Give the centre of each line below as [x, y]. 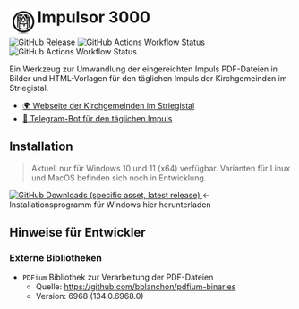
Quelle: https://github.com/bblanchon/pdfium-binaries [136, 287]
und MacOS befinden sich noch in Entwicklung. [119, 178]
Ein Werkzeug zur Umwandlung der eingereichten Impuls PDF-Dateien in [143, 69]
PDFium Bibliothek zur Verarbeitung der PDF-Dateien [118, 277]
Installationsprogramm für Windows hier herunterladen [111, 205]
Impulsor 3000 [94, 17]
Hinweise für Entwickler [77, 233]
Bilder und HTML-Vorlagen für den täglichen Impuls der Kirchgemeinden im [148, 78]
